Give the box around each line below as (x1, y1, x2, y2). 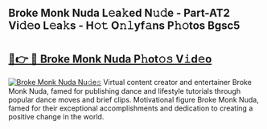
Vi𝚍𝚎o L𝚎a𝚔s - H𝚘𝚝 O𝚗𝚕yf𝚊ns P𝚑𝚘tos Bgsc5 (8, 19, 240, 33)
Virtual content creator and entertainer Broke (103, 78, 252, 87)
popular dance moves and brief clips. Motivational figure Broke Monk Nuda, (8, 95, 259, 104)
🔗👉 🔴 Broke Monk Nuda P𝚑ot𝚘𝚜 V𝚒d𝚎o (8, 52, 212, 66)
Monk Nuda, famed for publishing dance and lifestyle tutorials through (8, 87, 241, 95)
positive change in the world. (8, 112, 105, 121)
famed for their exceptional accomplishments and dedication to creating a (8, 103, 253, 113)
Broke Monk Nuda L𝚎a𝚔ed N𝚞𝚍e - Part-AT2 (8, 6, 231, 20)
